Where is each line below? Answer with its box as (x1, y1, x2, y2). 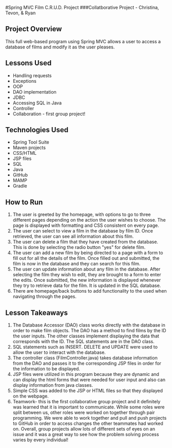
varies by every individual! (12, 437, 68, 443)
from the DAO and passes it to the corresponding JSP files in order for (12, 360, 162, 367)
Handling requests (12, 72, 52, 79)
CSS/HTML (12, 150, 37, 156)
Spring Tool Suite (12, 139, 50, 146)
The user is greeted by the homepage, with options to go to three (12, 211, 151, 218)
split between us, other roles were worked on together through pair (12, 409, 155, 416)
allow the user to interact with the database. (12, 349, 106, 355)
